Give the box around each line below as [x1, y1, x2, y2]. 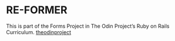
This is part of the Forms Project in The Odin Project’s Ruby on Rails [6, 23, 170, 29]
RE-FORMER [6, 3, 68, 17]
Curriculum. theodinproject [6, 28, 72, 35]
